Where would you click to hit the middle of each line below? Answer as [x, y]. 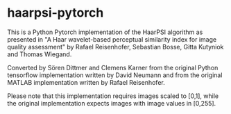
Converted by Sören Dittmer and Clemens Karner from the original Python [113, 67]
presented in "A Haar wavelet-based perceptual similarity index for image [112, 39]
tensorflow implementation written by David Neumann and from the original [115, 75]
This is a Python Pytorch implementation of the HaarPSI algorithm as [105, 32]
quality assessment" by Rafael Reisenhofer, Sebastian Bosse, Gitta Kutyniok [115, 47]
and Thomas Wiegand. [40, 54]
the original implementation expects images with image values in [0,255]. [112, 103]
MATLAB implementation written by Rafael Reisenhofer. [86, 82]
